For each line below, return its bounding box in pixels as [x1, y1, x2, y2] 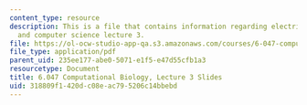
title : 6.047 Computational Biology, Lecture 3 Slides [9, 73, 223, 82]
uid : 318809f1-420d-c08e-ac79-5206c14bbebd [9, 81, 178, 90]
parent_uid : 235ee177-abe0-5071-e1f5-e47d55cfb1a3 [9, 56, 206, 65]
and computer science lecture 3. [17, 30, 145, 39]
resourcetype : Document [9, 65, 101, 74]
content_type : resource [9, 13, 101, 23]
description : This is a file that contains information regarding [9, 22, 268, 31]
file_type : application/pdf [9, 47, 117, 57]
